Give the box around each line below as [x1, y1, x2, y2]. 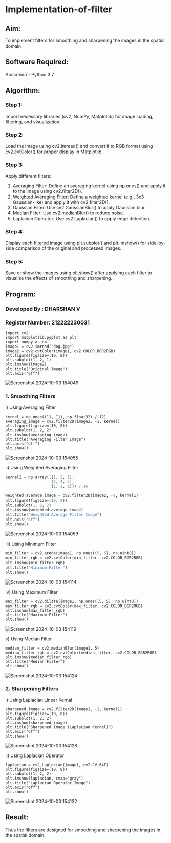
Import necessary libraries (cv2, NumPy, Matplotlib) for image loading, [5, 113, 154, 119]
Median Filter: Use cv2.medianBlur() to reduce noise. [12, 210, 124, 216]
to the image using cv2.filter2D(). [12, 188, 83, 194]
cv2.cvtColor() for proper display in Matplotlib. [5, 148, 103, 155]
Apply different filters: [5, 173, 52, 179]
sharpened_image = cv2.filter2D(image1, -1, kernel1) [5, 707, 123, 712]
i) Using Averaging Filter [5, 404, 56, 410]
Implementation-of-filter [5, 4, 113, 15]
